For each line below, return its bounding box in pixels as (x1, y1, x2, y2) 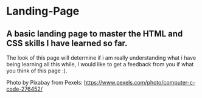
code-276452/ (6, 85, 43, 93)
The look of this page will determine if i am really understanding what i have (6, 54, 197, 61)
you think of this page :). (6, 67, 68, 74)
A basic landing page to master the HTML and (6, 29, 183, 39)
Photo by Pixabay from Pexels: (6, 79, 83, 86)
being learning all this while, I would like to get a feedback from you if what (6, 61, 194, 68)
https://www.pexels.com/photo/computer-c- (84, 79, 196, 86)
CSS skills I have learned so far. (6, 38, 128, 48)
